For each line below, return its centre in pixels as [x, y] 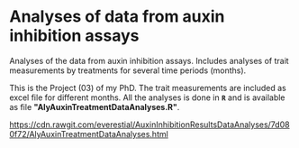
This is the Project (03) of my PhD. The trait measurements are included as [148, 88]
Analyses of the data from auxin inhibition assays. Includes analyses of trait [149, 60]
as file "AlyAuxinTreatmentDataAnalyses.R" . [95, 106]
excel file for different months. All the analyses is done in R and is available [147, 97]
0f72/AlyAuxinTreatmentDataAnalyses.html [89, 134]
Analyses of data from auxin [117, 17]
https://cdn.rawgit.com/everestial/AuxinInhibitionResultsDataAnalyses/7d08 [149, 125]
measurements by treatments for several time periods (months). [128, 70]
